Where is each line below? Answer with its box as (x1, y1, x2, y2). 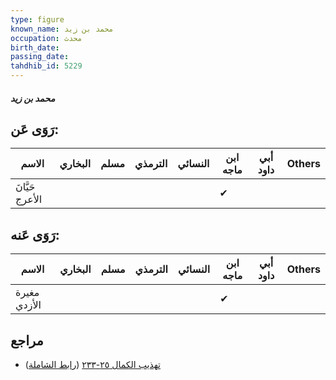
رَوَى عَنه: (10, 226, 60, 243)
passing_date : (10, 52, 70, 62)
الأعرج (15, 192, 43, 206)
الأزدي (15, 298, 42, 312)
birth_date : (10, 42, 60, 53)
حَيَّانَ (15, 180, 36, 194)
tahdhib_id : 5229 (10, 61, 83, 71)
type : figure (10, 14, 65, 25)
